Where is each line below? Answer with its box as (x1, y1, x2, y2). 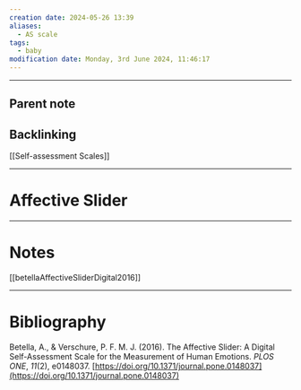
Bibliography (9, 312, 107, 333)
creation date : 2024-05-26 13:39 (9, 13, 134, 22)
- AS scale (17, 30, 58, 39)
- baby (17, 47, 42, 56)
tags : (9, 38, 30, 48)
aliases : (9, 22, 42, 30)
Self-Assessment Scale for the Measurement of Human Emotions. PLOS (9, 351, 275, 362)
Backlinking (9, 126, 77, 142)
